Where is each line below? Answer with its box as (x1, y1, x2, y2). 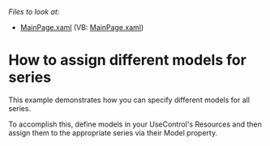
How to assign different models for (8, 51, 247, 70)
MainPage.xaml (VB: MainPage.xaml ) (19, 23, 144, 32)
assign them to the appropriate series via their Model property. (8, 127, 217, 137)
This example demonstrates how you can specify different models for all (8, 95, 250, 105)
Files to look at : (8, 7, 60, 16)
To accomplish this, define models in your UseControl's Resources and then (8, 119, 262, 129)
